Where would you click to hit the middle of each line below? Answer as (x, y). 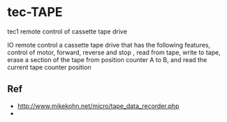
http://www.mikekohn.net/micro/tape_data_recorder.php (98, 106)
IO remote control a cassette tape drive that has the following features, (109, 45)
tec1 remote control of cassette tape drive (67, 31)
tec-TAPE (35, 12)
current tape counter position (50, 67)
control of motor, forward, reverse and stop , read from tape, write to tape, (114, 52)
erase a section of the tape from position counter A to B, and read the (107, 59)
